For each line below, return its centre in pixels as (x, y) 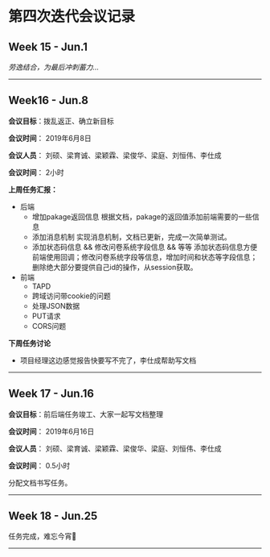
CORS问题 (49, 326)
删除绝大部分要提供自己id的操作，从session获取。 (115, 267)
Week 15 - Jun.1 (48, 46)
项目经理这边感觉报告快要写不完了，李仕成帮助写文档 (108, 360)
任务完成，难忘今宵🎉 (43, 536)
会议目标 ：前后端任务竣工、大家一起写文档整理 (86, 414)
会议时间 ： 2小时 (36, 172)
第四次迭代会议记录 (72, 17)
